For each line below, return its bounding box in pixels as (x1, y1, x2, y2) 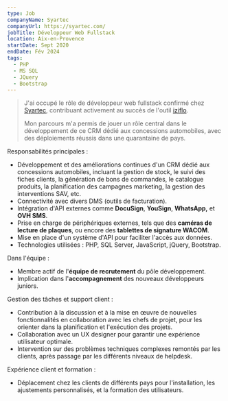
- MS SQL (13, 67, 38, 74)
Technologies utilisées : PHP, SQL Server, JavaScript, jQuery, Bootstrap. (16, 241, 221, 249)
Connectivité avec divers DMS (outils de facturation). (16, 197, 167, 206)
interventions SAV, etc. (16, 190, 82, 198)
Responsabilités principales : (7, 147, 89, 156)
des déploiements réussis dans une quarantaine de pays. (23, 134, 186, 143)
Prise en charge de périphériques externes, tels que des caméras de (16, 219, 213, 227)
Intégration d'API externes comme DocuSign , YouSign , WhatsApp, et (16, 204, 215, 212)
